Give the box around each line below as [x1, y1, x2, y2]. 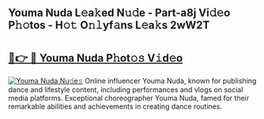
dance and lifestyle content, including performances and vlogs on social [8, 85, 243, 94]
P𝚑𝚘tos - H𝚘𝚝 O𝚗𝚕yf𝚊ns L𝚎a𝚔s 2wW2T [8, 19, 210, 32]
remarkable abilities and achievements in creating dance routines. [8, 102, 223, 111]
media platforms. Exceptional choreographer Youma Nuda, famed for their [8, 94, 250, 102]
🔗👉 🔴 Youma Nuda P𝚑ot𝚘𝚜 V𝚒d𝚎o [8, 51, 183, 65]
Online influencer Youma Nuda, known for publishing [85, 76, 257, 85]
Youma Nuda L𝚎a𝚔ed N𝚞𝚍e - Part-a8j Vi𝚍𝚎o [8, 6, 231, 20]
